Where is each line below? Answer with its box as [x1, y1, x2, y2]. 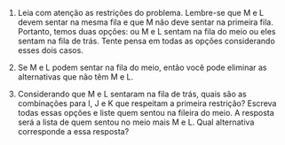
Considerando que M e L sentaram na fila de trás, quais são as [17, 88, 247, 99]
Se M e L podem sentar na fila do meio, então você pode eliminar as [17, 62, 267, 72]
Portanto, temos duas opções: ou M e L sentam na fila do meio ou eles [17, 27, 276, 36]
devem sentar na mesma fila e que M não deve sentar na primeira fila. [17, 17, 273, 27]
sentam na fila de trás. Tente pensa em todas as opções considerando [17, 35, 275, 46]
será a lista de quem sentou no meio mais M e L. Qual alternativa [17, 117, 255, 127]
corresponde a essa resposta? [17, 126, 130, 136]
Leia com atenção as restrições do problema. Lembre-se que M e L [17, 8, 265, 18]
